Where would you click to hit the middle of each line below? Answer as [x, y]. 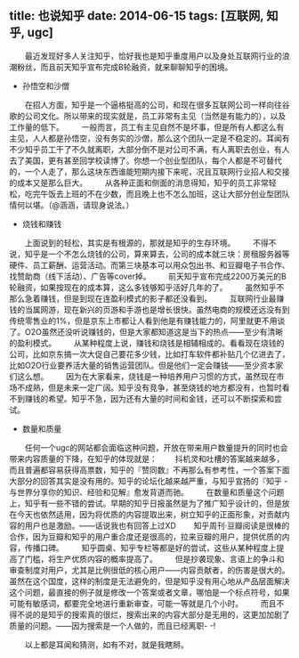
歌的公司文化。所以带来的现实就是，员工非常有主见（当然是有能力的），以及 [148, 116]
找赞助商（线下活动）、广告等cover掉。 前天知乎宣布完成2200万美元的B [148, 276]
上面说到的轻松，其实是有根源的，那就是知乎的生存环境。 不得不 [150, 242]
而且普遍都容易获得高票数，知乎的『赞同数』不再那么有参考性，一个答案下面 [149, 469]
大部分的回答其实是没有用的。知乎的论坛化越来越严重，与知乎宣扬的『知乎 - [149, 481]
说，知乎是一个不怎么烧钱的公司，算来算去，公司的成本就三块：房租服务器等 [149, 254]
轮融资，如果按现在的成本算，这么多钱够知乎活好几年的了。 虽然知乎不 [147, 287]
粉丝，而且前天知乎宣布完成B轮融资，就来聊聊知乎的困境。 [125, 67]
